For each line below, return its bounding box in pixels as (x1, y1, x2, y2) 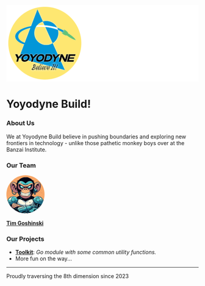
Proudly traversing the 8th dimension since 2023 (6, 273, 129, 280)
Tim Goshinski (6, 220, 44, 227)
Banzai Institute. (6, 146, 47, 153)
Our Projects (6, 235, 45, 243)
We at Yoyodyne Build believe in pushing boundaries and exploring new (6, 133, 187, 140)
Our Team (6, 161, 37, 170)
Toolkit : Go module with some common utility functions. (15, 249, 157, 256)
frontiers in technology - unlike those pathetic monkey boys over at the (6, 139, 185, 146)
